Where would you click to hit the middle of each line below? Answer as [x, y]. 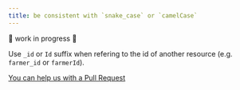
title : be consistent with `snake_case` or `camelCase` [103, 16]
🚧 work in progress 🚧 [43, 38]
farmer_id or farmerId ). [47, 62]
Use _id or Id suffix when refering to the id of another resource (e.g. [120, 53]
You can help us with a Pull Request [67, 77]
